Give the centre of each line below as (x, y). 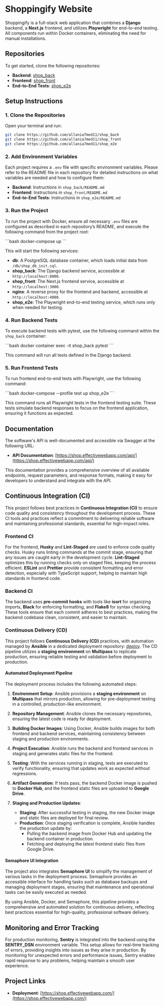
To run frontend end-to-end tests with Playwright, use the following (73, 379)
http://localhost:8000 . (36, 276)
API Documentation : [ (35, 456)
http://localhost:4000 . (36, 297)
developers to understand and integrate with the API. (58, 481)
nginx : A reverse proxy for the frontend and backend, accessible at (80, 292)
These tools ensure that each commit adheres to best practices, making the (81, 612)
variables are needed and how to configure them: (55, 178)
